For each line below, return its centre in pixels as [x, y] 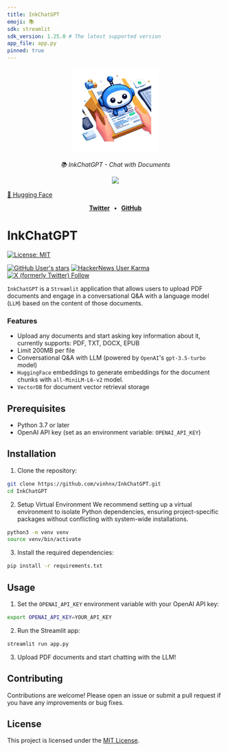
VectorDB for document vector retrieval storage [83, 387]
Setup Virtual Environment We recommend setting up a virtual [104, 504]
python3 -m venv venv [38, 532]
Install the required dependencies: [66, 553]
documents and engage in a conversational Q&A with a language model [108, 296]
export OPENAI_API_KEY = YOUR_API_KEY [59, 618]
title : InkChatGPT [33, 14]
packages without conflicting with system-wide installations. [103, 519]
